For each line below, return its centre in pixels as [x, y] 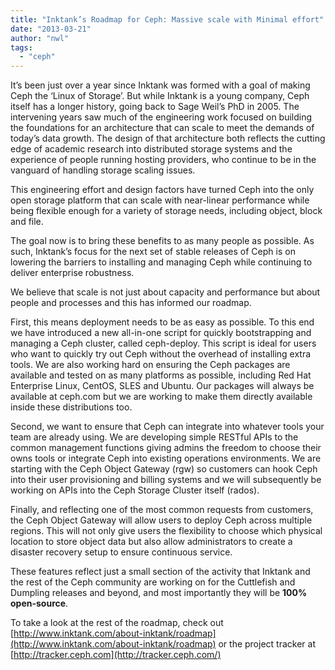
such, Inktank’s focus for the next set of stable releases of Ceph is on [153, 252]
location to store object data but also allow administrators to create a [151, 542]
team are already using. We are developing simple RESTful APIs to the [154, 437]
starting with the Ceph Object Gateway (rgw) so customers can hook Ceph [164, 469]
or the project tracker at [267, 644]
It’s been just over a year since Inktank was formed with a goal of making [160, 85]
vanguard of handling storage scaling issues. [103, 170]
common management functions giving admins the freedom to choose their [166, 448]
